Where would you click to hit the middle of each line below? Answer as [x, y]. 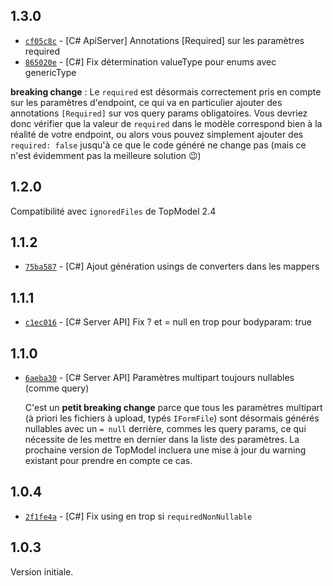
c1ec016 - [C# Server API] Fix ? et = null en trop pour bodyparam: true [168, 322]
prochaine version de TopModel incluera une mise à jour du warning [165, 450]
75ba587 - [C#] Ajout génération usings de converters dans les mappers [172, 266]
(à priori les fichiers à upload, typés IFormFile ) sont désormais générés [172, 418]
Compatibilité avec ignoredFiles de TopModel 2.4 [113, 211]
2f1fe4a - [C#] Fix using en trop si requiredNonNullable [138, 516]
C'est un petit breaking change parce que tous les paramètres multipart [173, 408]
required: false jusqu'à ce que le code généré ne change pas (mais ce [158, 145]
